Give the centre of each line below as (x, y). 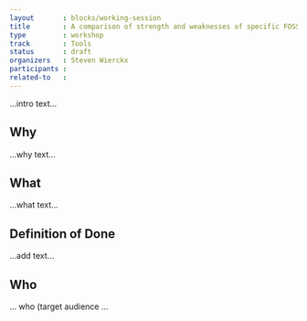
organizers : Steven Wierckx (69, 60)
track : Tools (51, 43)
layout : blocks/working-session (85, 18)
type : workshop (57, 35)
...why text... (33, 154)
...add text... (32, 256)
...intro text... (33, 103)
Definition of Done (63, 234)
